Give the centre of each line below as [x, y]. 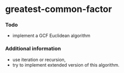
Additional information [33, 48]
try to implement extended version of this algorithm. [66, 65]
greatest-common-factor [59, 9]
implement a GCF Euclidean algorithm [51, 35]
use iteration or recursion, [39, 59]
